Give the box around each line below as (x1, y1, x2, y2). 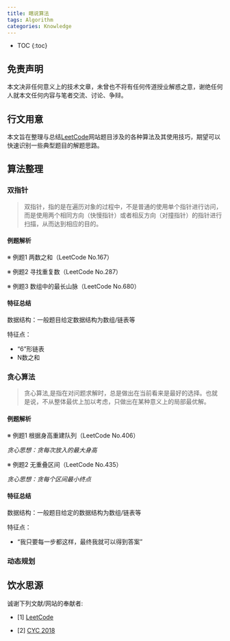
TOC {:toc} (16, 42, 48, 50)
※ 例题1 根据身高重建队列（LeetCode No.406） (7, 431, 140, 439)
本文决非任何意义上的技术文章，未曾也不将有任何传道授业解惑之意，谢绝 (7, 83, 211, 91)
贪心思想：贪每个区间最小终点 (7, 474, 91, 483)
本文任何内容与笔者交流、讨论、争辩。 (18, 91, 127, 99)
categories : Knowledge (7, 23, 72, 29)
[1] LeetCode (16, 613, 53, 621)
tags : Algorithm (7, 16, 53, 23)
